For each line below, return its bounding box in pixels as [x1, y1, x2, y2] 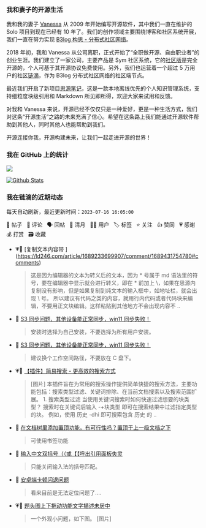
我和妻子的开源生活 [6, 5, 63, 13]
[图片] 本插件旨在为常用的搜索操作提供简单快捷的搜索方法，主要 [30, 380, 192, 387]
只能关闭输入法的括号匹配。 [30, 462, 101, 470]
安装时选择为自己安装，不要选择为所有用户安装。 [30, 328, 154, 335]
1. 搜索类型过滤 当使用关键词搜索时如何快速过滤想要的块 [42, 395, 185, 402]
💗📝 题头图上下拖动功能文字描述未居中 [15, 502, 110, 509]
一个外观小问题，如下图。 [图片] [30, 515, 112, 522]
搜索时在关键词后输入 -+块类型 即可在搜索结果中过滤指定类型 [42, 403, 197, 410]
